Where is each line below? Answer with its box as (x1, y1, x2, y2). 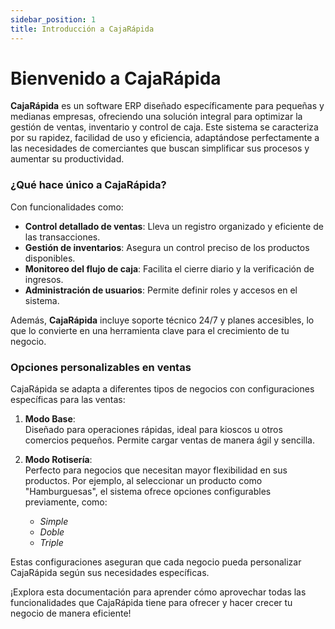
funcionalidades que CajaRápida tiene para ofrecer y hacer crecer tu (10, 597, 293, 609)
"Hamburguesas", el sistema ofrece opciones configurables (24, 486, 272, 498)
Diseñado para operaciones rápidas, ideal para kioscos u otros (24, 424, 283, 436)
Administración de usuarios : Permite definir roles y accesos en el (24, 284, 298, 296)
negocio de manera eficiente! (10, 607, 132, 620)
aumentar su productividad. (10, 153, 125, 165)
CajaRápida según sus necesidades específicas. (10, 567, 210, 579)
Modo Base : (24, 413, 76, 425)
